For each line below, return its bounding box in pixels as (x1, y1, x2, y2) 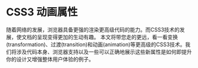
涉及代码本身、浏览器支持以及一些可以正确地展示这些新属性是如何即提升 (16, 48, 192, 55)
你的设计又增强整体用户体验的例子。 (6, 56, 94, 63)
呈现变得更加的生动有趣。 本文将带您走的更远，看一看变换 (37, 33, 178, 40)
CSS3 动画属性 (6, 5, 78, 19)
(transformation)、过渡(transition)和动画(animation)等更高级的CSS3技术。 (6, 41, 186, 48)
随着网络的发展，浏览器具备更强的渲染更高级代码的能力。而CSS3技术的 (6, 26, 180, 33)
